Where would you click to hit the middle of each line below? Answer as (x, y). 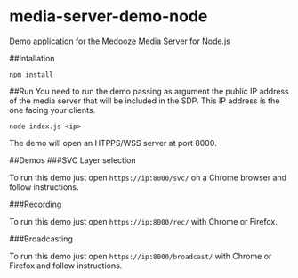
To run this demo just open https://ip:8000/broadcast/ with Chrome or (141, 256)
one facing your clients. (52, 110)
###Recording (36, 204)
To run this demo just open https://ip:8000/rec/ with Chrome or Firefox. (143, 221)
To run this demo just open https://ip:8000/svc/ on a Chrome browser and (148, 177)
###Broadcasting (41, 239)
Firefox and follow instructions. (66, 266)
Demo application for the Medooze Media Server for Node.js (120, 41)
